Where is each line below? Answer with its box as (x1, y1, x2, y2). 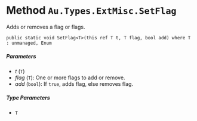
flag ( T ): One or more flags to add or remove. (14, 74, 125, 81)
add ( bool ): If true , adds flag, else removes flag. (14, 80, 133, 87)
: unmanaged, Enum (6, 40, 52, 46)
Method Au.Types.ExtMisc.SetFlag (6, 4, 177, 17)
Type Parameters (6, 94, 51, 101)
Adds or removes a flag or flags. (6, 23, 85, 30)
